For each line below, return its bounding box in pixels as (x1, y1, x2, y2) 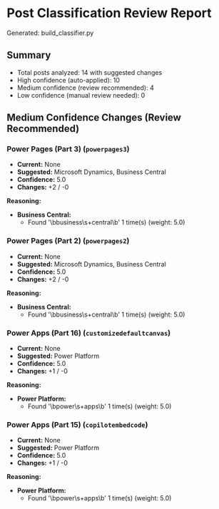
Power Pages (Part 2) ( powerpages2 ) (6, 236, 130, 246)
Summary (6, 49, 51, 61)
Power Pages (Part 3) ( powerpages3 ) (6, 144, 130, 154)
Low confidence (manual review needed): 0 (16, 91, 146, 99)
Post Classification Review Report (6, 5, 212, 21)
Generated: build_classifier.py (6, 29, 94, 37)
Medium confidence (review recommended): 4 (16, 83, 154, 92)
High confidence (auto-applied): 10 (16, 76, 121, 84)
